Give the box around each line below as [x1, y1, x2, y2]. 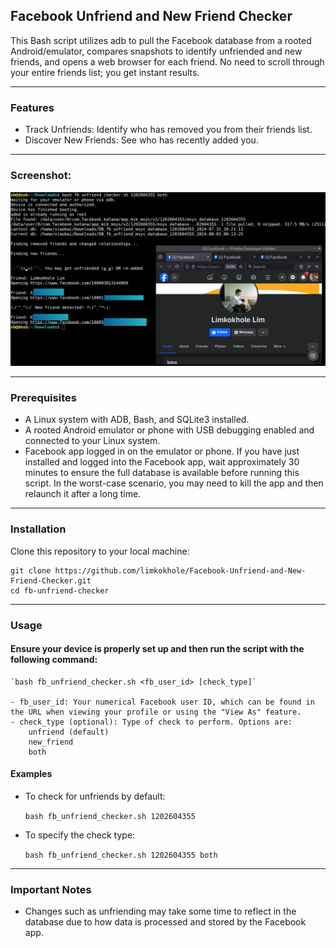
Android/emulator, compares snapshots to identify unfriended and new [10, 45, 303, 57]
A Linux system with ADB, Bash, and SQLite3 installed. [24, 414, 250, 426]
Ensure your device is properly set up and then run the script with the [10, 643, 305, 655]
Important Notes [10, 882, 92, 896]
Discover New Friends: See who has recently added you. [24, 134, 259, 146]
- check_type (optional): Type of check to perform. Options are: [10, 717, 293, 727]
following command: [10, 654, 98, 666]
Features [10, 100, 55, 114]
